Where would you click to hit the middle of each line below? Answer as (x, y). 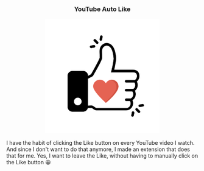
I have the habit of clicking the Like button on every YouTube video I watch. (100, 143)
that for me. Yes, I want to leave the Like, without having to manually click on (102, 156)
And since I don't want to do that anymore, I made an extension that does (98, 149)
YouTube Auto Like (102, 9)
